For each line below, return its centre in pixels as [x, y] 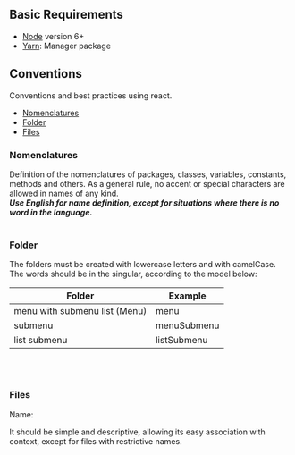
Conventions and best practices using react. [91, 95]
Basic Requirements [66, 15]
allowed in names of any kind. [64, 193]
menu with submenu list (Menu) [80, 311]
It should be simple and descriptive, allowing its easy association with [137, 432]
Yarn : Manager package [67, 46]
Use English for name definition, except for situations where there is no [144, 202]
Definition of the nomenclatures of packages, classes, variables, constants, [148, 174]
